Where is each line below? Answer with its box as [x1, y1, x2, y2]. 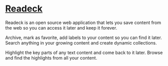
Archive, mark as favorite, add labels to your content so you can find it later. [5, 34, 162, 40]
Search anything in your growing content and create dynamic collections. [5, 39, 157, 45]
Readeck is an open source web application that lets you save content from [5, 19, 161, 25]
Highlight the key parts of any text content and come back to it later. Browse [5, 49, 163, 55]
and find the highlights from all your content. [5, 54, 97, 60]
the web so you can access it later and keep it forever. [5, 24, 117, 30]
